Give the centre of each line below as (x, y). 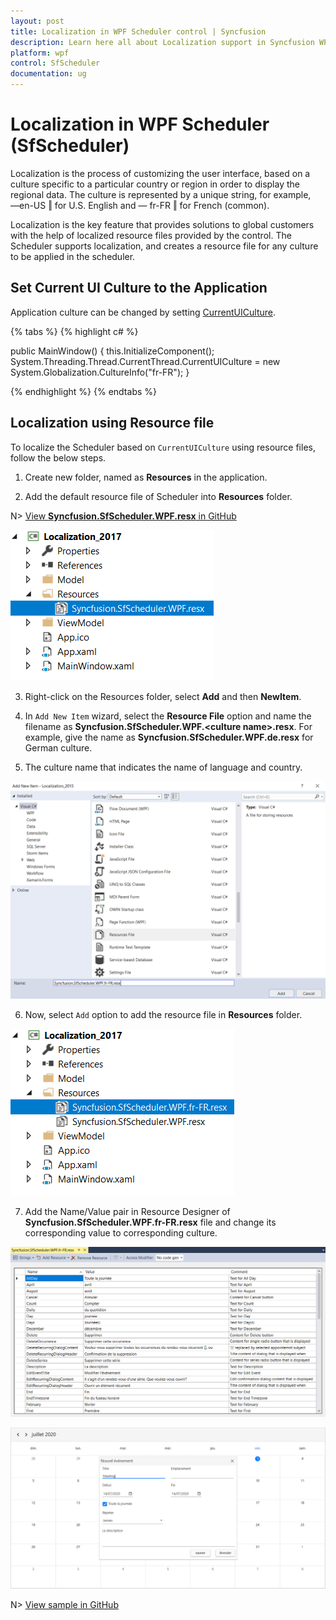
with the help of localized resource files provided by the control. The (151, 235)
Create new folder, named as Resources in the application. (146, 477)
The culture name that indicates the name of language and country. (163, 767)
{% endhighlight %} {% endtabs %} (83, 391)
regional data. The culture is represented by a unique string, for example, (161, 194)
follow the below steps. (58, 457)
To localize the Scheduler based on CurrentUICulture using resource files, (163, 447)
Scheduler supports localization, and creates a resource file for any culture (164, 246)
